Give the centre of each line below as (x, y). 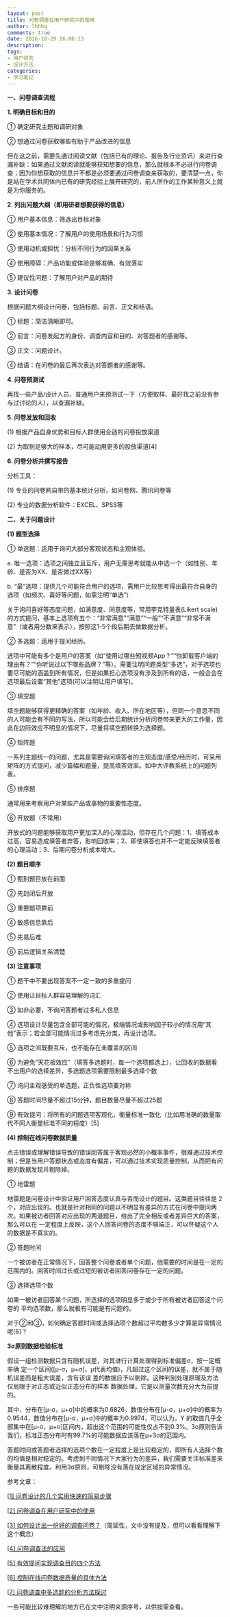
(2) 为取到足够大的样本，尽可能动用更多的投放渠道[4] (82, 447)
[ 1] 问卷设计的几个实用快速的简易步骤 (59, 1496)
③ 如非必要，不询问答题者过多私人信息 (63, 1010)
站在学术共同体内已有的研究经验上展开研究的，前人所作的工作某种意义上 (115, 182)
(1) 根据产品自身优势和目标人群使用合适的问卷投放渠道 (83, 432)
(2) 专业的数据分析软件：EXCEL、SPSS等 (65, 505)
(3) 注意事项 (24, 966)
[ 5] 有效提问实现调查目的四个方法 (54, 1563)
